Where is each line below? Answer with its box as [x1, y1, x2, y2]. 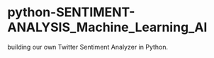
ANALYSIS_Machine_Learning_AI [7, 19, 208, 35]
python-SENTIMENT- [7, 4, 135, 21]
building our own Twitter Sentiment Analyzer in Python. [7, 42, 169, 51]
